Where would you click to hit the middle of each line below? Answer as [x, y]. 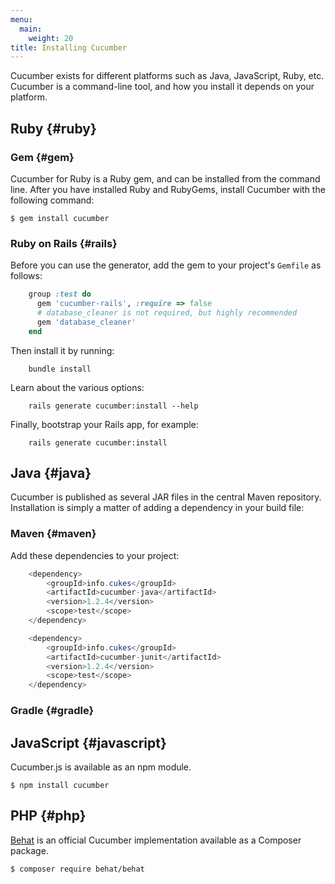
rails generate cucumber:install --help [113, 406]
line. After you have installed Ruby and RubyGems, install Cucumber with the [168, 189]
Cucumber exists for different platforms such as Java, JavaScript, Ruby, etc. [167, 76]
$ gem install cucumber [60, 218]
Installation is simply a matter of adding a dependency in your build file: [157, 508]
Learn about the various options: [77, 387]
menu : [21, 19]
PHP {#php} [48, 816]
